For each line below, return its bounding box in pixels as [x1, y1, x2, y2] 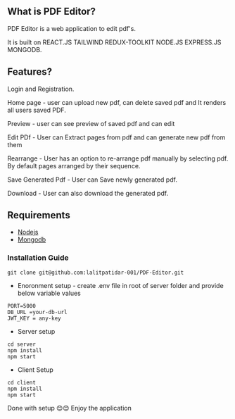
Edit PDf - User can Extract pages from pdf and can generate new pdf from [7, 133, 226, 142]
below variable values [17, 289, 81, 297]
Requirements [7, 209, 70, 221]
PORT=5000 [7, 302, 37, 309]
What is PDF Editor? [7, 6, 96, 18]
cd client [7, 379, 37, 386]
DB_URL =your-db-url [7, 308, 68, 315]
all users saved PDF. [7, 106, 67, 114]
